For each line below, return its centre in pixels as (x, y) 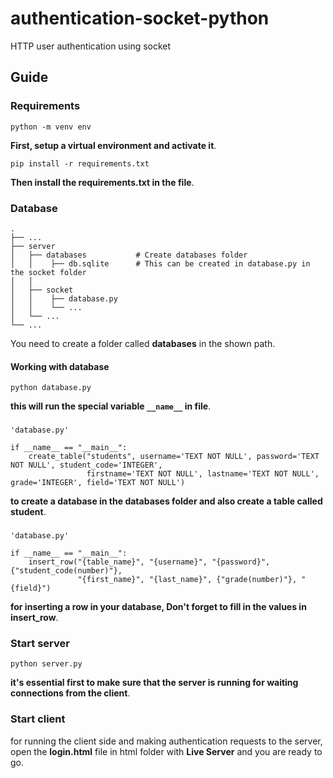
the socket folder (48, 272)
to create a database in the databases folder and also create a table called (166, 501)
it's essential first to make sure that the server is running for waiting (154, 683)
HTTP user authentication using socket (91, 46)
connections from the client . (70, 693)
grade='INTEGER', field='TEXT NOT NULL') (98, 483)
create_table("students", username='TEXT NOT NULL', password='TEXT (174, 457)
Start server (40, 643)
